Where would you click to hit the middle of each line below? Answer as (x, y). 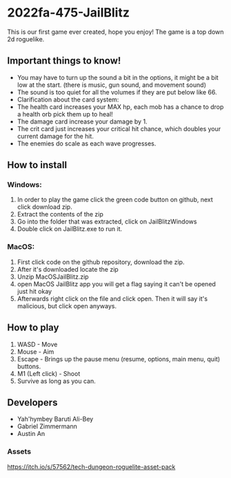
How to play (33, 328)
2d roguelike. (26, 39)
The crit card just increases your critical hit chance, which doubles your (119, 128)
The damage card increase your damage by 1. (82, 121)
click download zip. (44, 207)
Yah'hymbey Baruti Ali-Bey (55, 419)
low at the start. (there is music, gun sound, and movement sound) (112, 85)
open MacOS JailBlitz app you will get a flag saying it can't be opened (116, 283)
